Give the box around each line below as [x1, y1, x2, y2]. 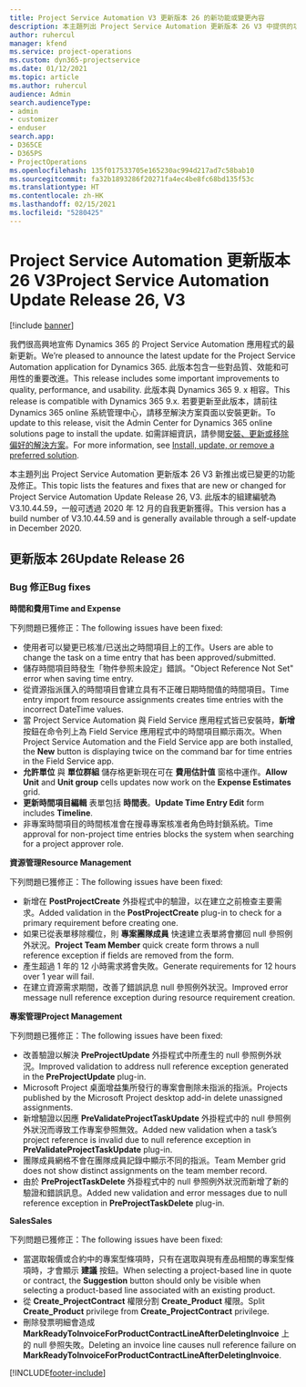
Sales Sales [9, 1216, 53, 1227]
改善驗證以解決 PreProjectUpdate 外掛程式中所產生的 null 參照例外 [22, 1050, 274, 1061]
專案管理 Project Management [9, 1011, 123, 1022]
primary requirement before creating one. [22, 918, 179, 929]
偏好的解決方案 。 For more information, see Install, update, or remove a [9, 439, 275, 450]
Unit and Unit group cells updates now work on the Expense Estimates [22, 776, 291, 788]
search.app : [9, 132, 55, 141]
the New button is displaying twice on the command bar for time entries [22, 746, 293, 757]
